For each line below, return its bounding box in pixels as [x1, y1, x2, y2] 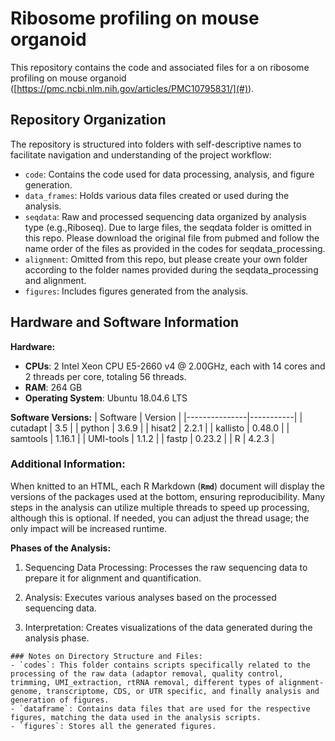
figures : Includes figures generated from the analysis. [24, 285, 249, 297]
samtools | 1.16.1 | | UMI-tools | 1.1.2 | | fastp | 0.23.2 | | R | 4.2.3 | [10, 432, 275, 444]
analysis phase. [24, 632, 90, 644]
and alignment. [24, 274, 87, 286]
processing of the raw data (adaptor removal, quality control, [10, 668, 284, 679]
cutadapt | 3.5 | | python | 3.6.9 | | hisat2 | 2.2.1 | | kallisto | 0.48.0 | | [10, 422, 290, 434]
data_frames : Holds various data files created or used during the [24, 189, 290, 201]
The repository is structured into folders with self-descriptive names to [10, 138, 302, 150]
